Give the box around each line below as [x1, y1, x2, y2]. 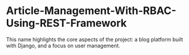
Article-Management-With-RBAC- [6, 4, 177, 18]
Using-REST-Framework [6, 16, 127, 30]
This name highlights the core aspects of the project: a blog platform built [6, 36, 183, 43]
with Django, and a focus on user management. [6, 42, 121, 49]
